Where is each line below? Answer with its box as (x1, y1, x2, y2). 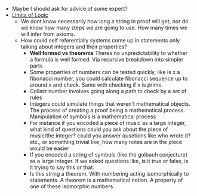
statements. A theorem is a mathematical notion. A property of (29, 176, 183, 183)
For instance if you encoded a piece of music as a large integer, (29, 120, 186, 126)
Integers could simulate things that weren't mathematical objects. (29, 100, 191, 107)
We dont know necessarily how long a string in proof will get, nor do (20, 18, 189, 24)
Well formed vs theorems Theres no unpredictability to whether (29, 50, 188, 56)
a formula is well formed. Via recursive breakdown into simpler (29, 56, 184, 63)
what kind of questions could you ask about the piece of (29, 125, 168, 133)
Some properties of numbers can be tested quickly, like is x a (29, 69, 180, 75)
